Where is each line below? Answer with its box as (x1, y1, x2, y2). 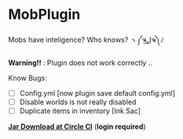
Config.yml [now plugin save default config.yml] (19, 88, 175, 97)
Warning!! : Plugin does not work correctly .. (8, 57, 153, 68)
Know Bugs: (8, 73, 47, 82)
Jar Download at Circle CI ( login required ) (8, 122, 147, 131)
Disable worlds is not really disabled (19, 97, 137, 107)
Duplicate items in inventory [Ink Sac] (19, 106, 141, 115)
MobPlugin (8, 5, 81, 24)
